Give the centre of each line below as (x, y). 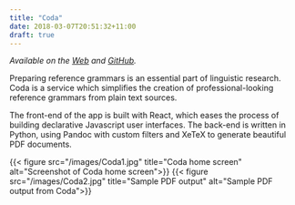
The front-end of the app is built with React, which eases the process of (144, 116)
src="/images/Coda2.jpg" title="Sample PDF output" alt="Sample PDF (141, 181)
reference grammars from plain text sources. (93, 97)
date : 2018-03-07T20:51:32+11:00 (73, 26)
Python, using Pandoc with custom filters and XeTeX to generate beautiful (148, 135)
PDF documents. (41, 144)
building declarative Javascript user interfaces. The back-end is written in (148, 125)
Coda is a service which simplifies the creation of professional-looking (142, 88)
